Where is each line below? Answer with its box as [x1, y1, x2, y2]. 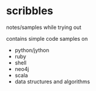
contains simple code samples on [6, 35, 88, 42]
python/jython [14, 46, 49, 54]
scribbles [6, 4, 53, 18]
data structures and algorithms [14, 78, 90, 85]
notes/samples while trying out [6, 24, 82, 31]
